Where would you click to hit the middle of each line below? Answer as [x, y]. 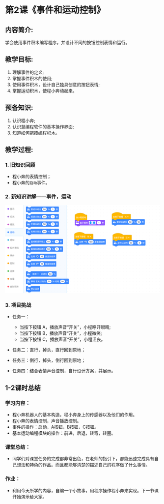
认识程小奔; [24, 120]
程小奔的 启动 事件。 [31, 183]
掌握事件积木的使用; [32, 78]
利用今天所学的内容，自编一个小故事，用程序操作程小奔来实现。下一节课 [85, 490]
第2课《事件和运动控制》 [55, 10]
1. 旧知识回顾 [20, 165]
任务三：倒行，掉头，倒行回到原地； [49, 360]
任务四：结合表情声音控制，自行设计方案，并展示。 [64, 371]
